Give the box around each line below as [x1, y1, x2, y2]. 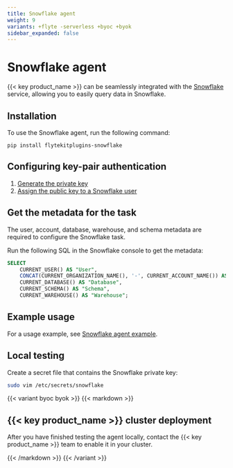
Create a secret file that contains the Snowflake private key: [7, 368, 178, 376]
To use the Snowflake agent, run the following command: [7, 129, 171, 136]
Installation [7, 110, 57, 122]
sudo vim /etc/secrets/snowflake [7, 382, 104, 389]
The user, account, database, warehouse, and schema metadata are [7, 225, 202, 234]
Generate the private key [17, 179, 89, 188]
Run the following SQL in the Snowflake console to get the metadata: [7, 246, 203, 255]
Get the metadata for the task [7, 207, 137, 219]
